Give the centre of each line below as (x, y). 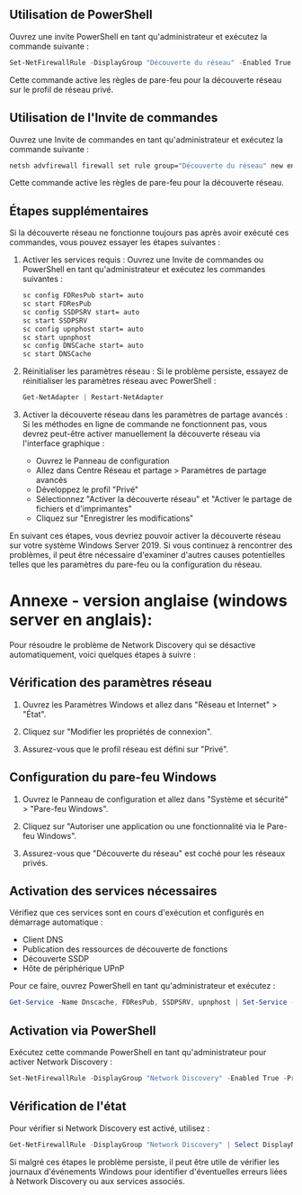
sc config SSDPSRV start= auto (81, 312)
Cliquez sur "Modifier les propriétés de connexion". (117, 731)
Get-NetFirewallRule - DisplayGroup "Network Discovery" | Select (134, 1145)
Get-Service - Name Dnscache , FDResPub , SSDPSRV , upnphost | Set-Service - (152, 1003)
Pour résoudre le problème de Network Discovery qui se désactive (133, 645)
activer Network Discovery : (61, 1062)
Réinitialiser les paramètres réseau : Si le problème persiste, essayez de (155, 371)
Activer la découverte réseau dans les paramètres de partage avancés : (155, 415)
